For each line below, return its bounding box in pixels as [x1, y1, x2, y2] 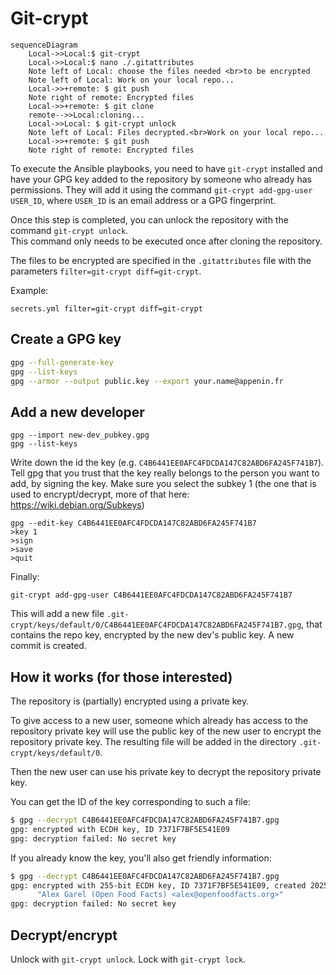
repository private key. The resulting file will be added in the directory [10, 736, 297, 747]
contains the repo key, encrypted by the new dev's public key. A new [10, 629, 295, 641]
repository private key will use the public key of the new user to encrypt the [10, 725, 322, 737]
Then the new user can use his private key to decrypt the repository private [10, 766, 322, 777]
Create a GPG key [10, 331, 122, 348]
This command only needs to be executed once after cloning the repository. [10, 235, 323, 247]
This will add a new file [10, 608, 105, 620]
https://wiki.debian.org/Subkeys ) [10, 499, 145, 511]
